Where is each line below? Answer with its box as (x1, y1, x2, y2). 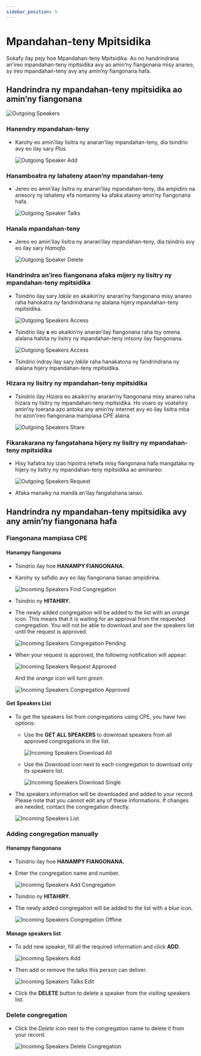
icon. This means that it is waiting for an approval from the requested (14, 615, 186, 622)
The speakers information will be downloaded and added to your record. (14, 790, 194, 797)
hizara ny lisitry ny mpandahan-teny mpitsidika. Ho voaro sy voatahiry (14, 399, 188, 406)
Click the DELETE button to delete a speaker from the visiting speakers (14, 989, 190, 997)
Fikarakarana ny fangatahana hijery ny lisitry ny (6, 439, 148, 447)
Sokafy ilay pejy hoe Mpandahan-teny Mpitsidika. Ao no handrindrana (6, 55, 179, 62)
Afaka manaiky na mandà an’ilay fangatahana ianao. (14, 490, 144, 497)
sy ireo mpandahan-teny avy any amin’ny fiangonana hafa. (6, 67, 151, 74)
